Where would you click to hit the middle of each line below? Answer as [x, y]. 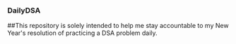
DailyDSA [24, 10]
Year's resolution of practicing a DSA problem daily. [82, 33]
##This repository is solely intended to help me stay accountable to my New [118, 26]
